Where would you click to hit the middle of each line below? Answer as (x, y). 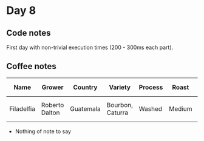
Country (85, 87)
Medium (181, 108)
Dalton (50, 113)
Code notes (29, 33)
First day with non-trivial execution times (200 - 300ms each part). (90, 47)
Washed (151, 108)
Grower (53, 87)
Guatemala (85, 108)
